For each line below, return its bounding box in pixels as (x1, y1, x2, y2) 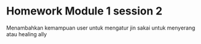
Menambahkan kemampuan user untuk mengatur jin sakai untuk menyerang (6, 24, 196, 31)
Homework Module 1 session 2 (6, 4, 163, 18)
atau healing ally (6, 30, 47, 37)
